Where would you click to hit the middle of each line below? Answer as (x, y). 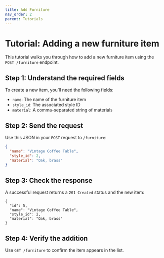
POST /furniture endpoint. (32, 62)
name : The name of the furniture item (49, 100)
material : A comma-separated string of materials (62, 110)
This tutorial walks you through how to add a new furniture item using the (80, 57)
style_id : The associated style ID (46, 105)
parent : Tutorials (24, 19)
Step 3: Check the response (49, 181)
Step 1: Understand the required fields (65, 78)
